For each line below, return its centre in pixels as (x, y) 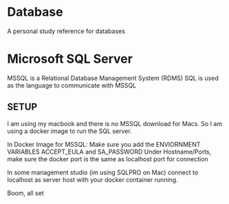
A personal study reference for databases (66, 31)
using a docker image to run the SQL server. (69, 131)
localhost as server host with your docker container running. (92, 179)
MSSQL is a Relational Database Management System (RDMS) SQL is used (113, 78)
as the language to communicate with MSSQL (72, 85)
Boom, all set (25, 193)
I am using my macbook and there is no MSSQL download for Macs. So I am (115, 123)
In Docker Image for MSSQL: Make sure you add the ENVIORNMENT (104, 144)
